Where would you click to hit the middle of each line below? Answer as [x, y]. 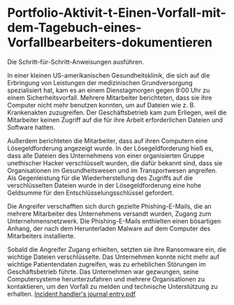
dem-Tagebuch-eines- [74, 28]
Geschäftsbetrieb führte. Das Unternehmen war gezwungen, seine [103, 271]
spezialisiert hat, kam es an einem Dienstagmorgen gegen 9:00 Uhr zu [109, 90]
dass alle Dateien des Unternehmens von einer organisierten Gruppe [106, 156]
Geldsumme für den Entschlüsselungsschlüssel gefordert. [91, 193]
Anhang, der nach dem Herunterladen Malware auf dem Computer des [109, 228]
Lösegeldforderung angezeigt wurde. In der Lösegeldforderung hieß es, [110, 148]
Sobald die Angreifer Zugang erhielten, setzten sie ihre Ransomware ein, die [117, 249]
